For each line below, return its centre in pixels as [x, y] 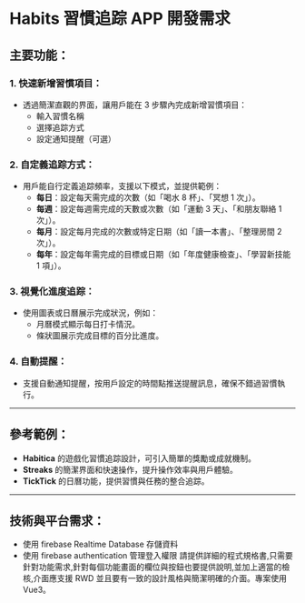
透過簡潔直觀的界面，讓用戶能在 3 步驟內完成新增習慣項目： [135, 105]
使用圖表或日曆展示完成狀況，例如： [90, 313]
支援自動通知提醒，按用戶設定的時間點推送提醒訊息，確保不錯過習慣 [150, 383]
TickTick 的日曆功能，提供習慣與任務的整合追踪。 [116, 481]
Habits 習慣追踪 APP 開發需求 [120, 19]
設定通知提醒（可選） [76, 138]
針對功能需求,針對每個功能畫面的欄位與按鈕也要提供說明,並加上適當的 [152, 567]
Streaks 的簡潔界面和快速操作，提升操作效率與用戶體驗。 [130, 469]
